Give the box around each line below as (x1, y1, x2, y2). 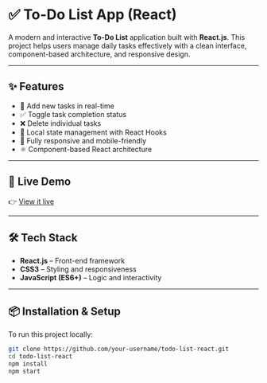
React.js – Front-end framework (19, 256, 126, 266)
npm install (8, 360, 48, 368)
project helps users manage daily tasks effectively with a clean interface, (8, 41, 247, 50)
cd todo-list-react (8, 353, 73, 361)
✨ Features (8, 80, 64, 93)
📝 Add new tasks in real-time (19, 101, 115, 111)
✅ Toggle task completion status (19, 109, 127, 119)
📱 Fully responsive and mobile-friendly (19, 135, 147, 145)
